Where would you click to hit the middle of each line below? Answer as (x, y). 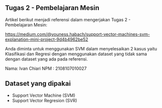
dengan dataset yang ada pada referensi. (46, 59)
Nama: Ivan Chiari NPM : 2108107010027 (46, 68)
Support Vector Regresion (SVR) (44, 100)
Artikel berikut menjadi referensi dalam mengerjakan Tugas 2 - (68, 19)
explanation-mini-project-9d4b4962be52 (47, 39)
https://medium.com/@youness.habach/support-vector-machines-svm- (78, 34)
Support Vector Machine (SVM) (44, 95)
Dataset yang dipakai (38, 84)
